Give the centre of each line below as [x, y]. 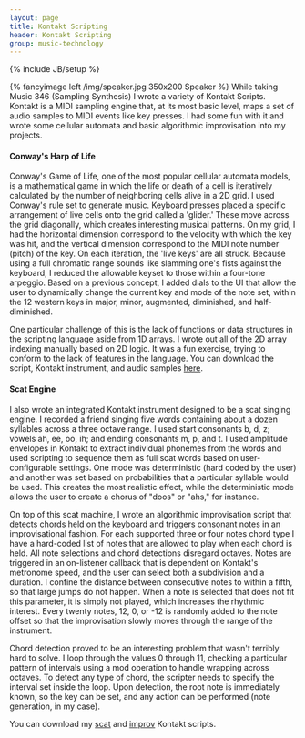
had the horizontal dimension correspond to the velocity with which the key [151, 234]
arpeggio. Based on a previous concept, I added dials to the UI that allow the [153, 282]
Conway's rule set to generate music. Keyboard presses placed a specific [148, 205]
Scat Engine [33, 389]
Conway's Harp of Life [52, 156]
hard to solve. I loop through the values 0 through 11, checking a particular [148, 658]
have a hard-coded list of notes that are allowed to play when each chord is [151, 543]
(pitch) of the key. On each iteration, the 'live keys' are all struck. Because [147, 254]
